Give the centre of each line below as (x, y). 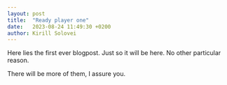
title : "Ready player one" (48, 20)
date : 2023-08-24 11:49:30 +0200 (59, 26)
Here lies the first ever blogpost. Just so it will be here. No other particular (114, 53)
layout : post (26, 14)
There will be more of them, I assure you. (67, 74)
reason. (18, 61)
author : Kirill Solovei (42, 33)
